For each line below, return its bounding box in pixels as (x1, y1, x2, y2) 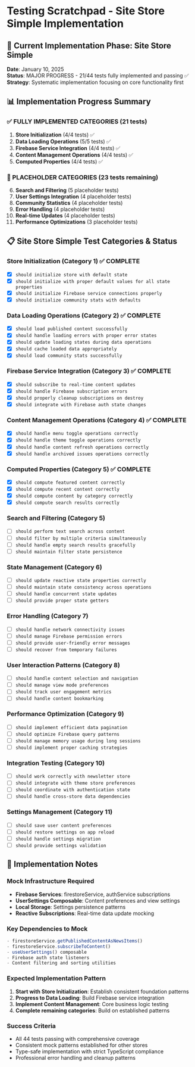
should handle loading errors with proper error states (15, 332, 157, 339)
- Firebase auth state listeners (7, 954, 90, 960)
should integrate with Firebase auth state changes (15, 402, 146, 408)
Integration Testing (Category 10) (7, 758, 105, 767)
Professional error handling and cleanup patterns (15, 1054, 136, 1061)
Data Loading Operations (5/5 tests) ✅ (15, 138, 111, 145)
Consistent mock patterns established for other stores (15, 1041, 148, 1049)
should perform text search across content (15, 528, 125, 534)
